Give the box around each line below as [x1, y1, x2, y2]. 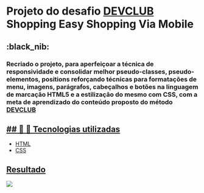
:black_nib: [6, 41, 50, 52]
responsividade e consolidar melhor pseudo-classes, [6, 67, 167, 75]
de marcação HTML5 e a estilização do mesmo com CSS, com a [6, 90, 198, 99]
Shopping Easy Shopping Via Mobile [6, 17, 194, 31]
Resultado [6, 164, 46, 175]
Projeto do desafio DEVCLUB [6, 4, 154, 18]
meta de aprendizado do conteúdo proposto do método [6, 97, 173, 106]
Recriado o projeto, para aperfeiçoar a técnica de [6, 60, 154, 68]
